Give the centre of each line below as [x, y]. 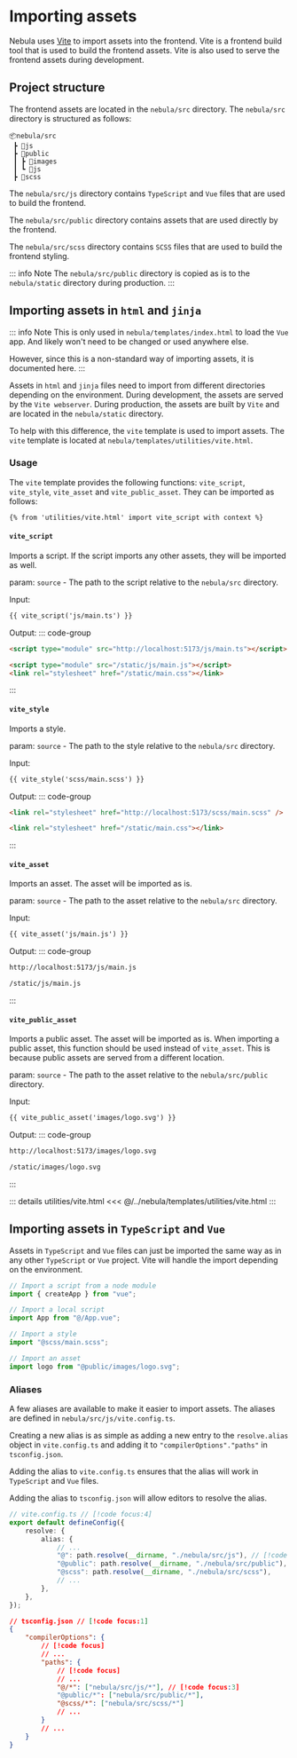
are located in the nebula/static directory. [86, 414]
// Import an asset [45, 1358]
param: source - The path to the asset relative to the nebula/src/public [139, 1075]
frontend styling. [39, 256]
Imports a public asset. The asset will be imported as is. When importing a [144, 1039]
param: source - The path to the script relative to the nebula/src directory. [144, 582]
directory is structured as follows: [70, 118]
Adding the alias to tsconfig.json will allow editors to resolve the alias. [138, 1498]
